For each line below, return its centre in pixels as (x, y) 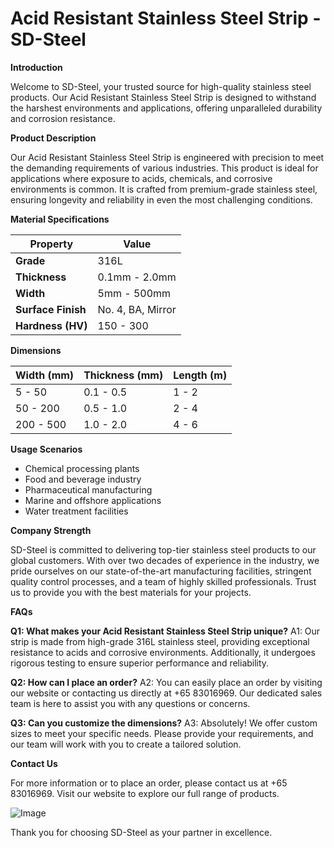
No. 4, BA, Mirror (137, 309)
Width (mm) (45, 375)
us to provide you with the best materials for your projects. (131, 592)
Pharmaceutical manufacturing (88, 489)
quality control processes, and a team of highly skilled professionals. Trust (163, 581)
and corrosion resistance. (63, 118)
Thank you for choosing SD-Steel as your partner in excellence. (141, 832)
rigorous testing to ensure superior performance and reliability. (140, 663)
